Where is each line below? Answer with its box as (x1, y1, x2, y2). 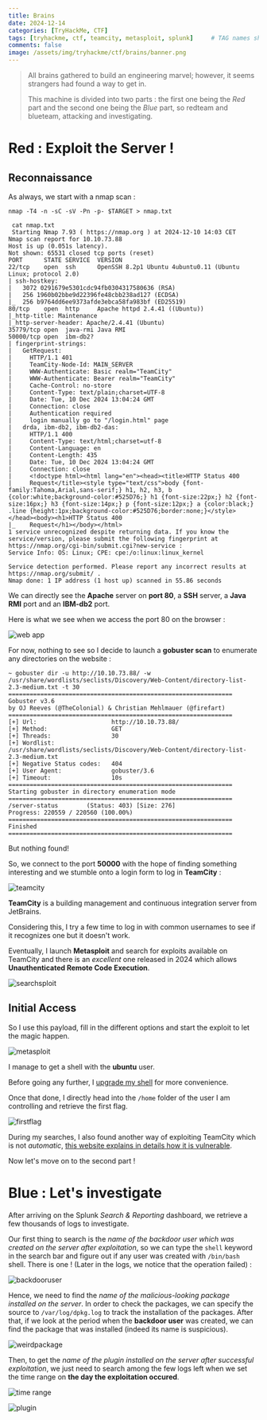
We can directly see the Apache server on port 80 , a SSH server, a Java (8, 591, 246, 600)
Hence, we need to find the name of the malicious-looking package (8, 1290, 230, 1300)
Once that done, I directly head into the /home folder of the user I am (8, 1093, 230, 1102)
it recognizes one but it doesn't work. (8, 931, 131, 940)
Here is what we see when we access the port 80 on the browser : (8, 615, 226, 624)
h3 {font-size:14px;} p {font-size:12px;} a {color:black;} (50, 500, 254, 508)
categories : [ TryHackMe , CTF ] (8, 26, 109, 34)
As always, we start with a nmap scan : (8, 192, 136, 201)
